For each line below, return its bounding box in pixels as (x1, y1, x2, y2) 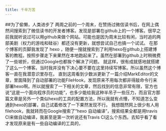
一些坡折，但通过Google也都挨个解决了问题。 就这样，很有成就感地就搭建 (9, 58, 160, 64)
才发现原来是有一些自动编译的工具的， (5, 120, 83, 126)
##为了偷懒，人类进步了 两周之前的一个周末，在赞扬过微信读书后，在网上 (5, 21, 155, 27)
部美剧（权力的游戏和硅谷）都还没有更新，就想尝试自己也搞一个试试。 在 (5, 40, 154, 46)
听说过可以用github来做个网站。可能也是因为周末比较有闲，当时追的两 (18, 34, 161, 40)
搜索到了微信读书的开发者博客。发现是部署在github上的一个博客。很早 (13, 28, 157, 34)
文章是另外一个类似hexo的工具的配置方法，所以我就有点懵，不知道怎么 (9, 95, 154, 101)
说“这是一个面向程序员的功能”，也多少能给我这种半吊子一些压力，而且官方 (5, 89, 157, 95)
